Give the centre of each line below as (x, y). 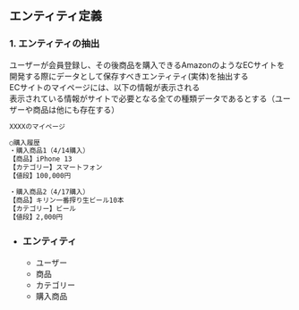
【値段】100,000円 (40, 176)
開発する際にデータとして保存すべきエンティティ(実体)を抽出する (129, 76)
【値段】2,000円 (36, 217)
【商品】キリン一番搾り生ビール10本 (67, 200)
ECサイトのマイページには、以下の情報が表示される (105, 87)
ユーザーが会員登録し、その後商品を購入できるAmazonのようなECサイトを (147, 64)
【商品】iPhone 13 (41, 159)
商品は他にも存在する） (76, 109)
